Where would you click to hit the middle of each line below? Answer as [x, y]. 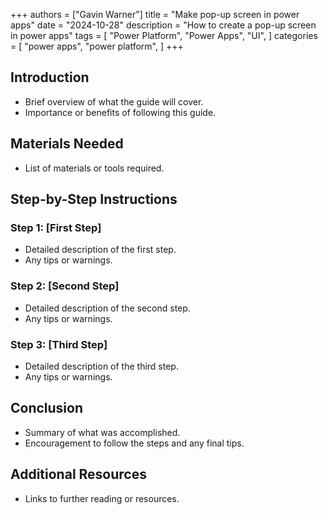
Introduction [50, 77]
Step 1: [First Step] [56, 227]
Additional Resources [78, 474]
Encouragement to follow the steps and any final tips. [134, 443]
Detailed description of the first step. [100, 250]
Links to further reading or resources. [102, 498]
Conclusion [47, 408]
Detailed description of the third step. [101, 366]
